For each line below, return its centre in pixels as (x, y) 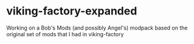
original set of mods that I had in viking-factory (65, 34)
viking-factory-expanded (72, 11)
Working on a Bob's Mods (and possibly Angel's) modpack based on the (97, 28)
